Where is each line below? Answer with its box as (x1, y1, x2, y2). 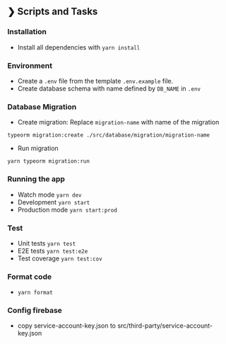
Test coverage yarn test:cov (17, 254, 102, 263)
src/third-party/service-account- (117, 321, 213, 330)
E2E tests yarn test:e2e (17, 246, 88, 255)
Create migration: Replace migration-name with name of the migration (17, 118, 220, 127)
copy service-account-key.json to (17, 321, 117, 330)
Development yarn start (17, 197, 90, 206)
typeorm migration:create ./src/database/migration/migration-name (7, 132, 210, 139)
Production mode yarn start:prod (17, 205, 118, 214)
